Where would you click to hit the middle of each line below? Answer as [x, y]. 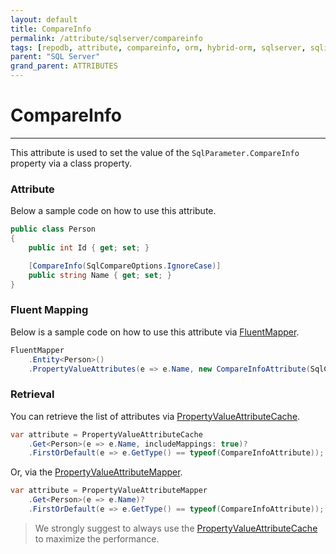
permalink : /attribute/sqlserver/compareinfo [106, 38]
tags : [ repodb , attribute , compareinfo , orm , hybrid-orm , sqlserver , [158, 47]
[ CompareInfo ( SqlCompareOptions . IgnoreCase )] [125, 266]
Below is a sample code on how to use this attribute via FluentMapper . [155, 332]
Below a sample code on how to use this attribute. [113, 211]
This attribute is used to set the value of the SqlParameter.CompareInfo [155, 152]
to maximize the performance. [97, 538]
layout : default [44, 19]
